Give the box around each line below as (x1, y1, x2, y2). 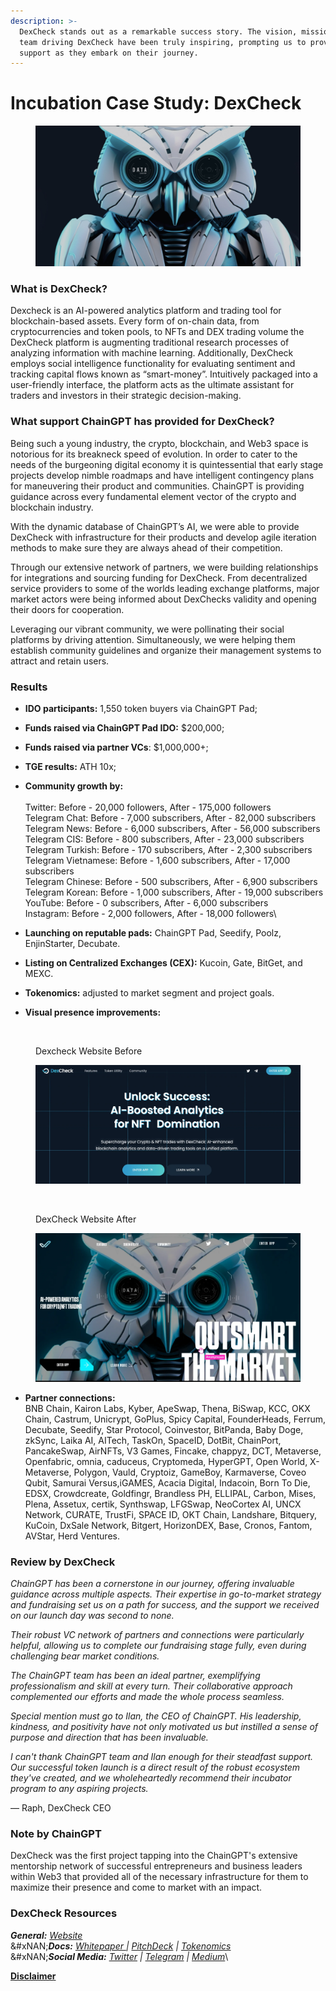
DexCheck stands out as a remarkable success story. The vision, (19, 26, 298, 37)
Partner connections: (24, 1391, 116, 1404)
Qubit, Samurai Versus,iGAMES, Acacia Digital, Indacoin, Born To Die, (24, 1476, 311, 1489)
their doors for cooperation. (10, 603, 125, 615)
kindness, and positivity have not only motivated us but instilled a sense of (10, 1721, 319, 1733)
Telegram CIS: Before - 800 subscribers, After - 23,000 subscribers (24, 833, 305, 845)
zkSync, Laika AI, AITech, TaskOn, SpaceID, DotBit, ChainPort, (24, 1434, 282, 1446)
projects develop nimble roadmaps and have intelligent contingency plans (10, 469, 315, 481)
